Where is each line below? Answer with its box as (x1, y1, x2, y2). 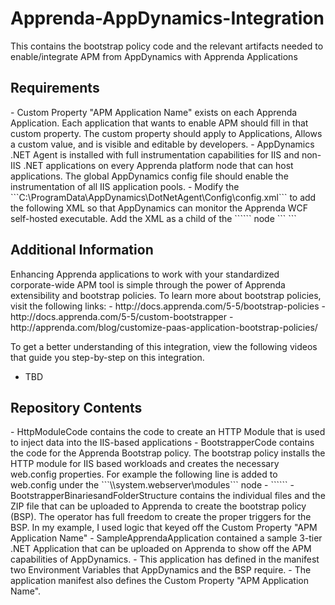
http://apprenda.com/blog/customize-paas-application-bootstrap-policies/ (10, 321, 318, 333)
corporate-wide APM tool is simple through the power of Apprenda (10, 278, 286, 291)
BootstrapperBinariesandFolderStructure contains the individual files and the (10, 490, 326, 502)
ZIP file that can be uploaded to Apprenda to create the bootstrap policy (10, 500, 307, 512)
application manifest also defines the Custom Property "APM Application (10, 575, 309, 587)
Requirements (10, 80, 100, 97)
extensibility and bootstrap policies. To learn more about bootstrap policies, (10, 289, 322, 301)
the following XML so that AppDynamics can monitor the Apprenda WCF (10, 202, 309, 214)
